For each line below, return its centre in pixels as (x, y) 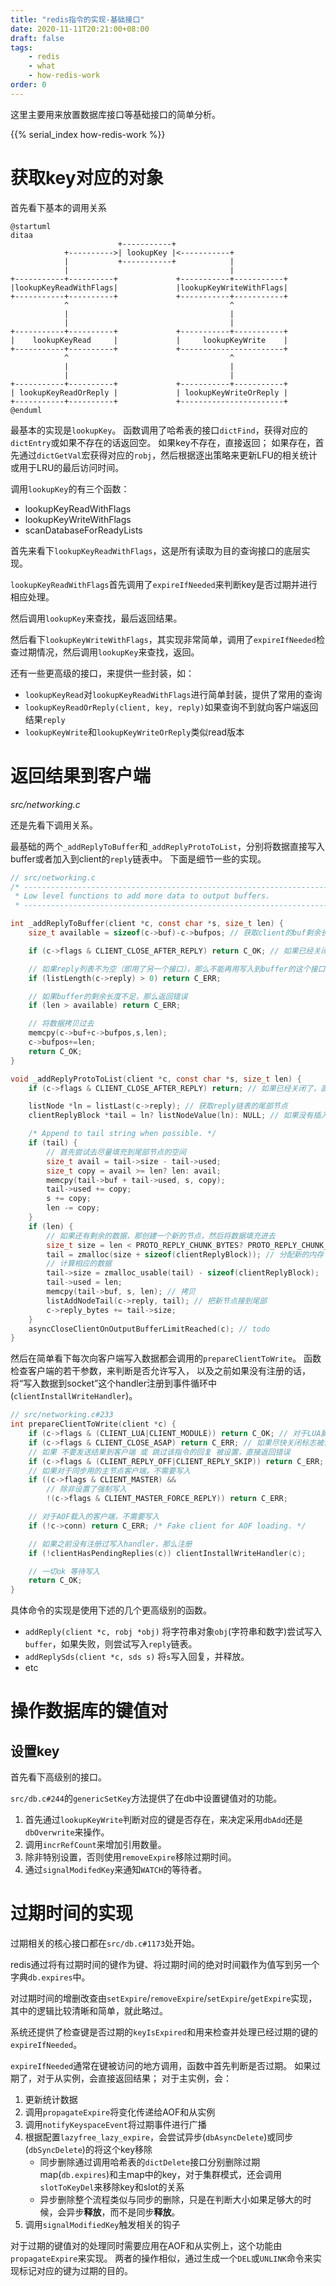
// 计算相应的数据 (79, 1264)
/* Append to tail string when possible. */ (122, 1134)
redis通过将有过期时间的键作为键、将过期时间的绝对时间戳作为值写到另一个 (165, 1965)
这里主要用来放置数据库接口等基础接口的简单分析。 (115, 114)
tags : (21, 47)
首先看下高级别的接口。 (58, 1777)
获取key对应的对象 (87, 177)
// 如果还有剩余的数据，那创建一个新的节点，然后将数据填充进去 (161, 1236)
